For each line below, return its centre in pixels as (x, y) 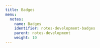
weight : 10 (26, 38)
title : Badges (20, 10)
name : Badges (28, 24)
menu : (11, 14)
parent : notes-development (42, 33)
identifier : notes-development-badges (55, 28)
